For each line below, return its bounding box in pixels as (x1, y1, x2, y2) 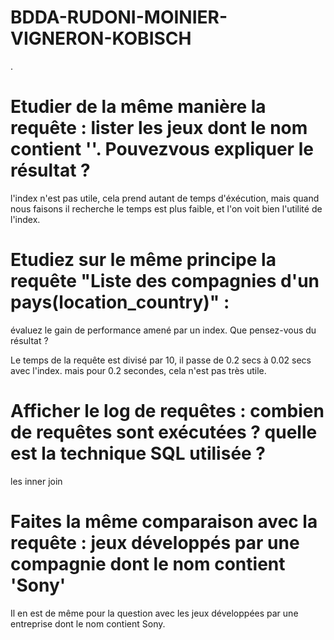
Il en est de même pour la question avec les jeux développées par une (10, 607, 299, 619)
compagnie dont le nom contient (10, 552, 286, 575)
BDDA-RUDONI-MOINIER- (10, 6, 228, 29)
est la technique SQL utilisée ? (10, 442, 267, 465)
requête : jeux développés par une (10, 531, 300, 554)
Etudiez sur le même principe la (10, 249, 277, 271)
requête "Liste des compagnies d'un (10, 270, 320, 293)
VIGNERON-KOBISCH (10, 27, 192, 50)
